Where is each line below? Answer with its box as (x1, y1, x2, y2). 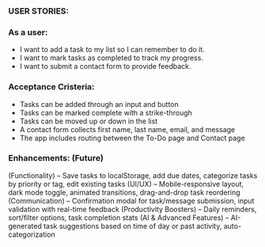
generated (8, 221, 42, 230)
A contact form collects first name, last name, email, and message (19, 124, 236, 134)
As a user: (8, 26, 48, 37)
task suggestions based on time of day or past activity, (43, 221, 222, 230)
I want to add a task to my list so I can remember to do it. (19, 45, 206, 55)
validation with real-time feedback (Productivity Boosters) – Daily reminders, (8, 204, 257, 214)
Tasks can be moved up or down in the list (19, 116, 158, 126)
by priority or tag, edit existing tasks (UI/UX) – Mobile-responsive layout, (8, 179, 244, 188)
